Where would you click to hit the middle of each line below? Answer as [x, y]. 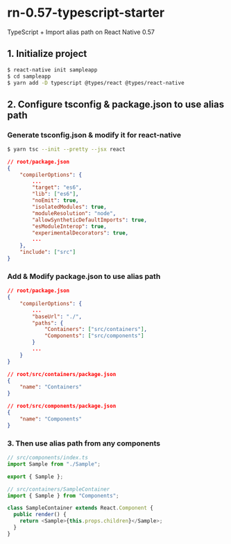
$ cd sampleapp [29, 76]
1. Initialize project [47, 54]
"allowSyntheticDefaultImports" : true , [90, 220]
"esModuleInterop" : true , [70, 226]
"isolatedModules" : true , [70, 207]
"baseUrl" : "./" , [57, 316]
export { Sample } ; [35, 477]
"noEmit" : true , [55, 201]
